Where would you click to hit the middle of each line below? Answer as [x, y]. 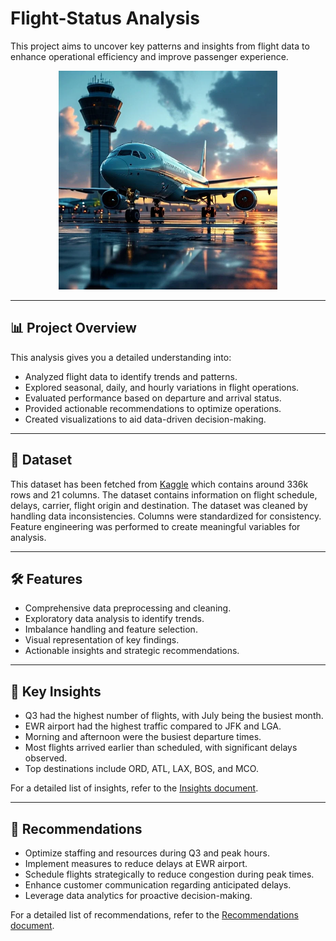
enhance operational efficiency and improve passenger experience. [149, 56]
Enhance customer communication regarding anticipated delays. [158, 885]
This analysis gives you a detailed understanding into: [121, 357]
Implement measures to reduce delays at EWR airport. [136, 863]
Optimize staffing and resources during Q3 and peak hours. [147, 853]
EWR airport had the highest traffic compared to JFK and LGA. [153, 726]
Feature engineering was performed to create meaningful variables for [155, 526]
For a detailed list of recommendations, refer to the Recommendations [154, 915]
